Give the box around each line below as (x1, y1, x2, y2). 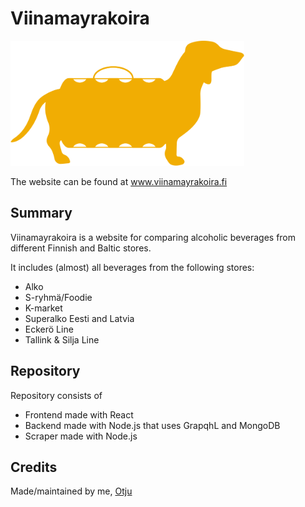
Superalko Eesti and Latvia (24, 312, 135, 324)
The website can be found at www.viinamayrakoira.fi (10, 175, 228, 187)
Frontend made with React (24, 408, 134, 421)
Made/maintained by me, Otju (10, 485, 133, 497)
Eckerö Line (24, 323, 74, 335)
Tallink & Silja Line (24, 333, 100, 346)
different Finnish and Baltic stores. (10, 242, 152, 254)
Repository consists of (10, 389, 103, 401)
